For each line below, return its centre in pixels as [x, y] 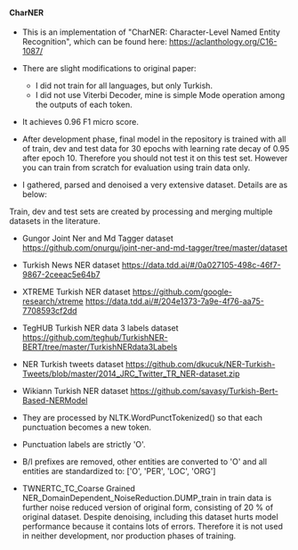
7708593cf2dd [49, 311]
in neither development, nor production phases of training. [129, 536]
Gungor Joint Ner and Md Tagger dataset [97, 238]
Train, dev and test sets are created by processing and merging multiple [141, 212]
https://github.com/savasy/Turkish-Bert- [204, 391]
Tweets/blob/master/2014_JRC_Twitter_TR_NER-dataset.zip [131, 374]
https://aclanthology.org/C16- [223, 42]
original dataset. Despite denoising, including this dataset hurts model [150, 517]
